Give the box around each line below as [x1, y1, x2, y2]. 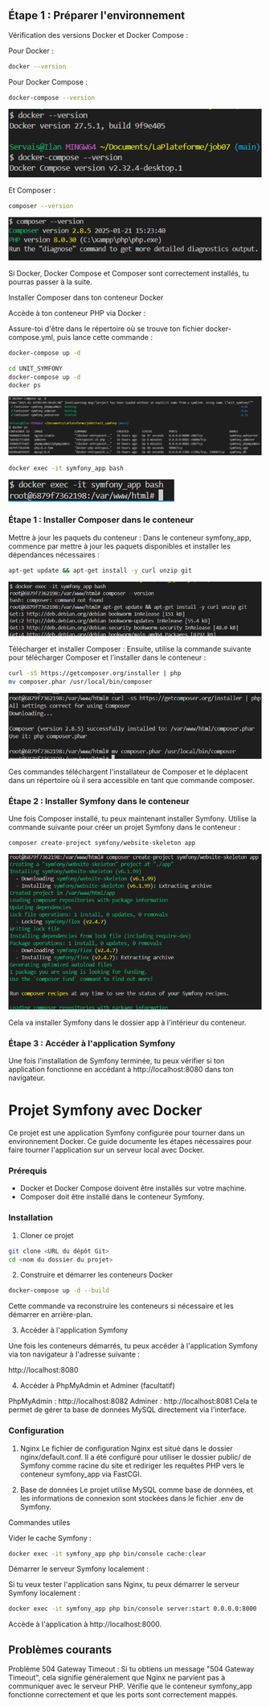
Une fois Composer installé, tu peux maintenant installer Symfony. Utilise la [8, 814, 257, 823]
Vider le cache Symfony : [8, 1533, 92, 1543]
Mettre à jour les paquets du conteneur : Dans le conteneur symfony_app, [8, 532, 252, 542]
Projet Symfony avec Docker [8, 1101, 202, 1120]
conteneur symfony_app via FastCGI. [19, 1469, 142, 1479]
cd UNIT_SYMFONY [8, 364, 63, 372]
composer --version [8, 202, 74, 210]
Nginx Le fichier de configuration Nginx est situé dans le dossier [19, 1444, 233, 1453]
